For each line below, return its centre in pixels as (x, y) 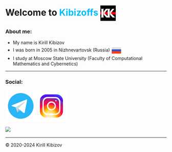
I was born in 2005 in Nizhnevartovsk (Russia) (61, 50)
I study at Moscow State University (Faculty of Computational (78, 59)
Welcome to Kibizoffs (52, 12)
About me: (19, 32)
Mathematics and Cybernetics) (45, 64)
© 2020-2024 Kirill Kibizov (34, 145)
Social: (14, 82)
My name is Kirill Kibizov (39, 43)
